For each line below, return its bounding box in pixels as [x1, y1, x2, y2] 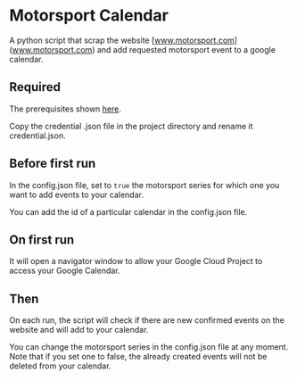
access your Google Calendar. [9, 265, 120, 277]
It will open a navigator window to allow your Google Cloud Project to [9, 256, 263, 267]
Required [9, 79, 61, 95]
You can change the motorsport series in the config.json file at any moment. [9, 342, 289, 352]
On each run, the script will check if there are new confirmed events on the [9, 315, 285, 326]
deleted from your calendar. [9, 360, 111, 371]
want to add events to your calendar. [9, 189, 144, 200]
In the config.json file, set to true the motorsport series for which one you [9, 179, 280, 190]
